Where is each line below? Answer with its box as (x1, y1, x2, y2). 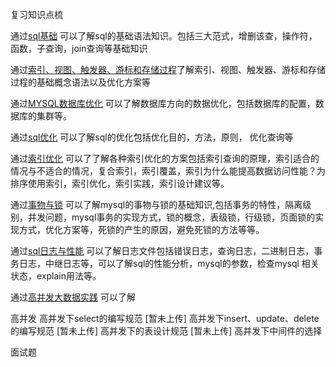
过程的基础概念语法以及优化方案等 (10, 76, 151, 88)
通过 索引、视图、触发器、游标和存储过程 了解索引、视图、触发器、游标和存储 (10, 64, 326, 75)
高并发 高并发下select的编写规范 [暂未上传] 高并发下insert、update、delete (10, 313, 320, 324)
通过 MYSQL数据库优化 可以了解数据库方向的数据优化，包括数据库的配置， (10, 98, 316, 109)
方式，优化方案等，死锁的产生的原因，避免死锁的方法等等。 (18, 224, 265, 235)
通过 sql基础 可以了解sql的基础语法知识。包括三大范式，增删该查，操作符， (10, 30, 318, 42)
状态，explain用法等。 (10, 270, 102, 282)
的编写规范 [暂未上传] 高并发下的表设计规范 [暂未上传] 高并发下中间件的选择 (10, 325, 323, 337)
